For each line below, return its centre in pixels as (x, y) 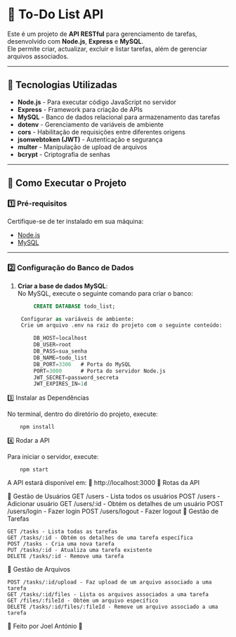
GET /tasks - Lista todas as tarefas (63, 532)
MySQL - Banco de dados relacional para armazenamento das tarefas (119, 117)
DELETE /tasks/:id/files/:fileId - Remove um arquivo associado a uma (113, 607)
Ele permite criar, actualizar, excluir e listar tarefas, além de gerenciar (107, 49)
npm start (34, 470)
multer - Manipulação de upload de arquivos (82, 146)
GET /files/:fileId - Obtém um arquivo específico (83, 601)
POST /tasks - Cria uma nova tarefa (61, 544)
